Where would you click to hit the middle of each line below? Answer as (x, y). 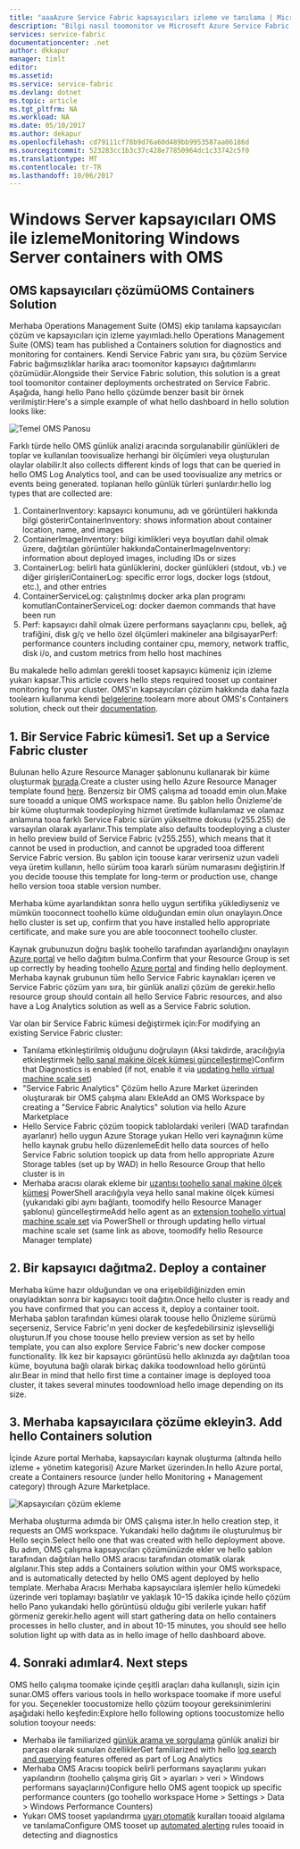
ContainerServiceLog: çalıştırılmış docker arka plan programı (133, 596)
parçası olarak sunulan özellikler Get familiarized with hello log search (149, 1749)
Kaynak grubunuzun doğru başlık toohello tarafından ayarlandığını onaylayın (149, 949)
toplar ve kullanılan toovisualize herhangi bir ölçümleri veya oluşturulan (139, 456)
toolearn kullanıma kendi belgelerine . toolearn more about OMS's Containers (149, 699)
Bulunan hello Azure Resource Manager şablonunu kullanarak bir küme (140, 772)
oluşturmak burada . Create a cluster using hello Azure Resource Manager (143, 782)
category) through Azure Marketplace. (80, 1486)
